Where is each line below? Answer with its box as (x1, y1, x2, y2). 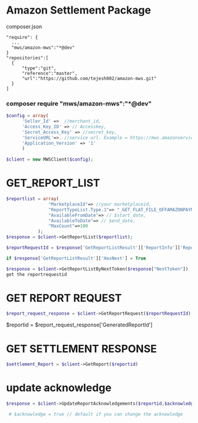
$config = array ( (6, 113, 49, 119)
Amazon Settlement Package (6, 4, 151, 17)
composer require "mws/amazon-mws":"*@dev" (6, 99, 152, 108)
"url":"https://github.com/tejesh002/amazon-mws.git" (21, 75, 157, 81)
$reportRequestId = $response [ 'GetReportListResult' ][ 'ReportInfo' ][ (6, 245, 181, 251)
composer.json (6, 23, 42, 30)
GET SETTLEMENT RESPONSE (6, 342, 157, 355)
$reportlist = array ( (6, 196, 60, 202)
